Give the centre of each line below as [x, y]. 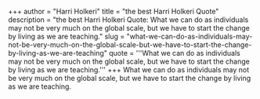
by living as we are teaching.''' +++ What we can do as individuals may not [129, 70]
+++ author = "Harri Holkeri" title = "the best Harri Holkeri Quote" [114, 11]
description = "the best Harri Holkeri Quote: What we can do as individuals [128, 20]
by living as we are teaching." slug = [67, 36]
